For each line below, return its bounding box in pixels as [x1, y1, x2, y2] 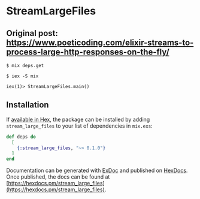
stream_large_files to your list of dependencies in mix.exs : [6, 122, 153, 129]
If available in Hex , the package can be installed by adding [6, 116, 150, 123]
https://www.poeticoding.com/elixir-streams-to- [6, 37, 194, 47]
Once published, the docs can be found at [6, 173, 110, 180]
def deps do [6, 134, 36, 140]
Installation [6, 100, 49, 110]
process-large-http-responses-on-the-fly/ [6, 47, 169, 57]
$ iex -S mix [6, 73, 39, 79]
